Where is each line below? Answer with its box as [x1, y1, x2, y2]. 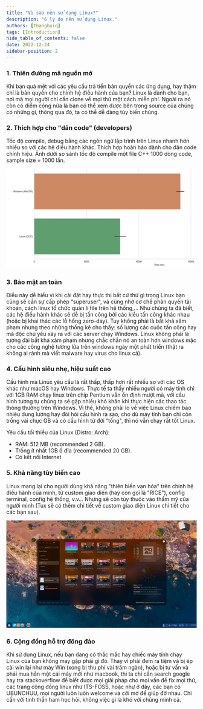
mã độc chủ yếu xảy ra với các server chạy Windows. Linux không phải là [6, 331, 189, 338]
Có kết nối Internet [14, 454, 62, 461]
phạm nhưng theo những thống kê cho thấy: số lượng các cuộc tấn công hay [6, 324, 197, 331]
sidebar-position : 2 [6, 49, 59, 55]
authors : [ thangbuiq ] [6, 22, 61, 29]
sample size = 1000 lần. [6, 156, 65, 164]
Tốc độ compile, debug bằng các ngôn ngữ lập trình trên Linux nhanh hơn [6, 137, 190, 145]
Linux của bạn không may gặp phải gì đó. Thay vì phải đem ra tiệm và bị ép [6, 657, 193, 665]
